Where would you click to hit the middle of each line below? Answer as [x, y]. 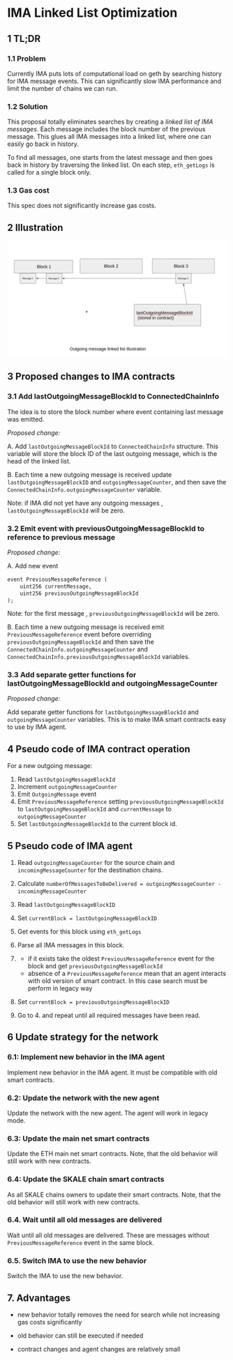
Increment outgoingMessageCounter [67, 787]
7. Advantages [39, 1298]
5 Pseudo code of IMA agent [70, 846]
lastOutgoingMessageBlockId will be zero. [66, 510]
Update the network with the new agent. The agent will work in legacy [108, 1113]
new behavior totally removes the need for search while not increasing [119, 1315]
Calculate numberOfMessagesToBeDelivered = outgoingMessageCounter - [119, 883]
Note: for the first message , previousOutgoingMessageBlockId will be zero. [113, 614]
